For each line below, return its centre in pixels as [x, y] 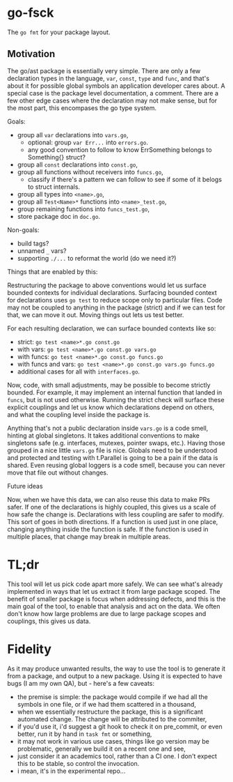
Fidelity [30, 649]
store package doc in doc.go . [59, 216]
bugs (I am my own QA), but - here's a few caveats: [81, 683]
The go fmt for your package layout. [59, 32]
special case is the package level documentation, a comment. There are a [113, 93]
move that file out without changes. [58, 473]
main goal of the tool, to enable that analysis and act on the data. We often [114, 606]
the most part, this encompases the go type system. [82, 108]
